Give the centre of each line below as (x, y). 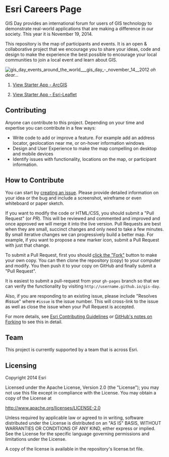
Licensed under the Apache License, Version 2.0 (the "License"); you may (82, 387)
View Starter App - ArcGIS (40, 85)
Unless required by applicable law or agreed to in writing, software (74, 418)
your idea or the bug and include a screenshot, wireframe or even (73, 198)
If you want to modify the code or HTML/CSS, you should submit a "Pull (80, 213)
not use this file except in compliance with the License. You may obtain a (81, 393)
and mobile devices (33, 154)
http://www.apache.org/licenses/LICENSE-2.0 (53, 408)
